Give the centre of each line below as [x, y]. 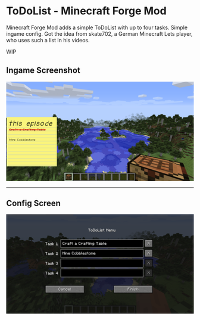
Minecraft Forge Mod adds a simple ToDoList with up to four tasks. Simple [97, 27]
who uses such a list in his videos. [48, 40]
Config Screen [34, 203]
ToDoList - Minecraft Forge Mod [86, 11]
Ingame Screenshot [43, 71]
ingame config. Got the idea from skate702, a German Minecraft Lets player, [99, 33]
